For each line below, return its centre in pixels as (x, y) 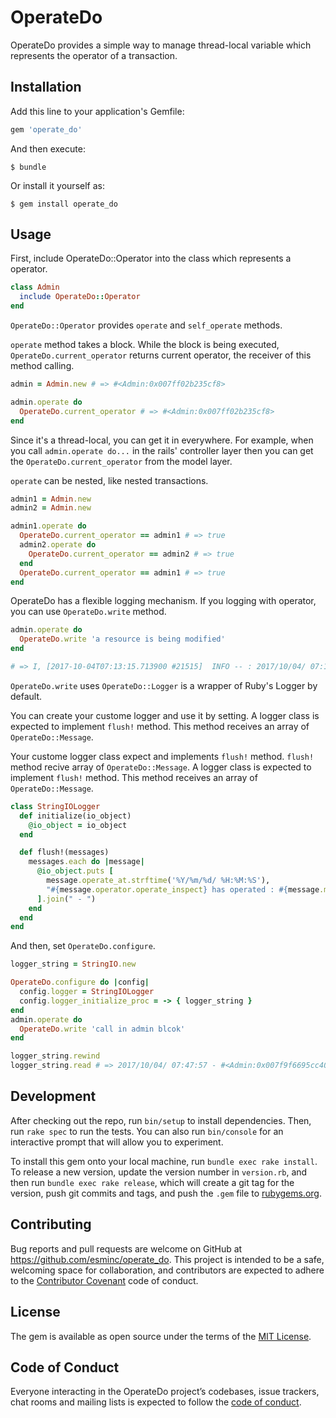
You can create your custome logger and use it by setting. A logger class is (165, 715)
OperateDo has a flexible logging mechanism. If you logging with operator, (163, 601)
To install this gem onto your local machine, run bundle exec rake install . (164, 1161)
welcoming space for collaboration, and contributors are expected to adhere (167, 1270)
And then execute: (48, 148)
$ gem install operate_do (64, 204)
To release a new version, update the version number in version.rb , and (159, 1172)
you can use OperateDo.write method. (88, 612)
